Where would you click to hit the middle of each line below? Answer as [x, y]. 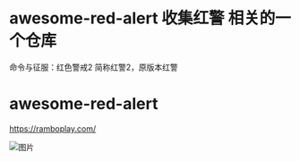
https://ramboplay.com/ [53, 128]
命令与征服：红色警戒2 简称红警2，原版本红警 [94, 67]
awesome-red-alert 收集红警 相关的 [142, 18]
